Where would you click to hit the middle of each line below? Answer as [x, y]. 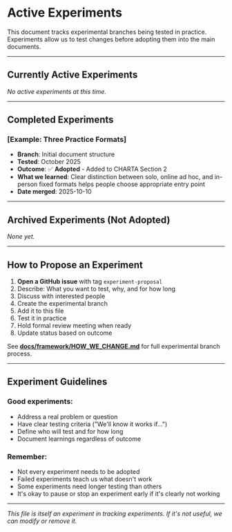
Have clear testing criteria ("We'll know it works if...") [92, 424]
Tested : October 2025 [49, 162]
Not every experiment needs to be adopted [78, 472]
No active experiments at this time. [57, 91]
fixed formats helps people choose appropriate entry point [122, 184]
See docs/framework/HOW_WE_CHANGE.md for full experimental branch [114, 347]
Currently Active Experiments [72, 75]
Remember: [27, 457]
